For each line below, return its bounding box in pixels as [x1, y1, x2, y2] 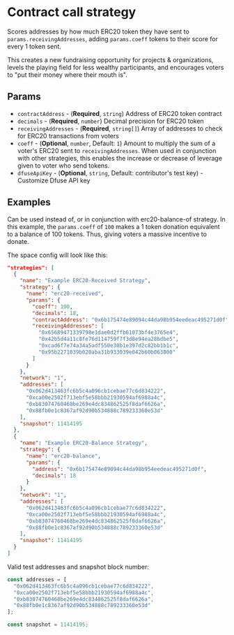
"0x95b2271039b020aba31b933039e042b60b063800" [38, 349, 176, 356]
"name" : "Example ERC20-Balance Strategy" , [19, 439, 148, 447]
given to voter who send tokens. [17, 161, 110, 170]
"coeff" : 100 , [32, 303, 73, 310]
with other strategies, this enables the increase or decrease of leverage [17, 154, 223, 162]
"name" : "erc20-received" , [25, 291, 104, 298]
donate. [7, 237, 29, 245]
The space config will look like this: [7, 251, 108, 259]
